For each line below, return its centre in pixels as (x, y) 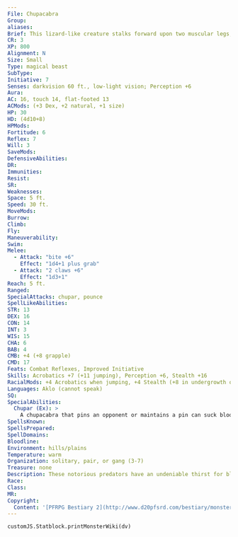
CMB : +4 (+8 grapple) (39, 356)
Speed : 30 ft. (28, 205)
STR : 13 (19, 310)
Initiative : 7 (28, 80)
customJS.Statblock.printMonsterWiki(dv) (69, 527)
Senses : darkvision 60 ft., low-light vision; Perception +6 (100, 86)
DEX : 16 (19, 317)
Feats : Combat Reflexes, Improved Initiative (75, 369)
